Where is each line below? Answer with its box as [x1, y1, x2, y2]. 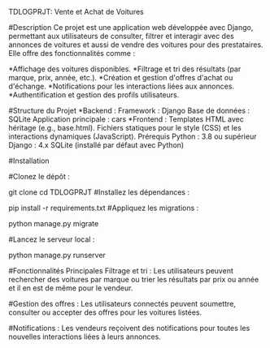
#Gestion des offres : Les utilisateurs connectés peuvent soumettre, [8, 299, 236, 308]
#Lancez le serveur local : [8, 234, 95, 244]
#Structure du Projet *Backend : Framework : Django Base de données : [8, 105, 250, 115]
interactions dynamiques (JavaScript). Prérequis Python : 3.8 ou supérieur [8, 131, 257, 141]
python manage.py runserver [8, 251, 106, 260]
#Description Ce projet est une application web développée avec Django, [8, 23, 254, 32]
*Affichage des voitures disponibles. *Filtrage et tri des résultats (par [8, 64, 242, 74]
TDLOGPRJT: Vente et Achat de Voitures [8, 7, 144, 16]
